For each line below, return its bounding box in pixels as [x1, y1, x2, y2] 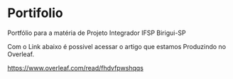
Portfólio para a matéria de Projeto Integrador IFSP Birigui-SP [7, 28, 186, 37]
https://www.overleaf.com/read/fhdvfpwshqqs [7, 63, 144, 72]
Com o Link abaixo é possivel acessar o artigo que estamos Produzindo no [7, 42, 226, 51]
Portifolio [7, 5, 63, 21]
